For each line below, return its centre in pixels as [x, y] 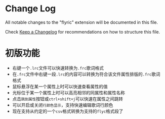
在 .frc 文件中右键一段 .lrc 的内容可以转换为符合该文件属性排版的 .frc [82, 74]
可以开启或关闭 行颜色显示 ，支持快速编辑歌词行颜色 [63, 105]
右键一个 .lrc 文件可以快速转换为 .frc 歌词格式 [58, 68]
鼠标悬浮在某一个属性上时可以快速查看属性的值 [60, 86]
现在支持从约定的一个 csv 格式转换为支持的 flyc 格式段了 [68, 111]
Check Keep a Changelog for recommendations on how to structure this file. [83, 32]
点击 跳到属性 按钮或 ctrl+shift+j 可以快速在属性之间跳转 [68, 99]
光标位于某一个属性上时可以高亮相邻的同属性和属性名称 [68, 92]
